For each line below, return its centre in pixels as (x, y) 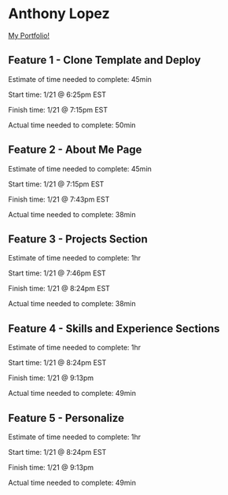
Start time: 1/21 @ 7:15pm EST (56, 184)
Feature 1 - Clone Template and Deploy (105, 60)
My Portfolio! (29, 35)
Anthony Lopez (59, 14)
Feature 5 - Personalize (66, 418)
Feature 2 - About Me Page (75, 150)
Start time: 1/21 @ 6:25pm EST (57, 94)
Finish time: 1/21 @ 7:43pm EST (59, 199)
